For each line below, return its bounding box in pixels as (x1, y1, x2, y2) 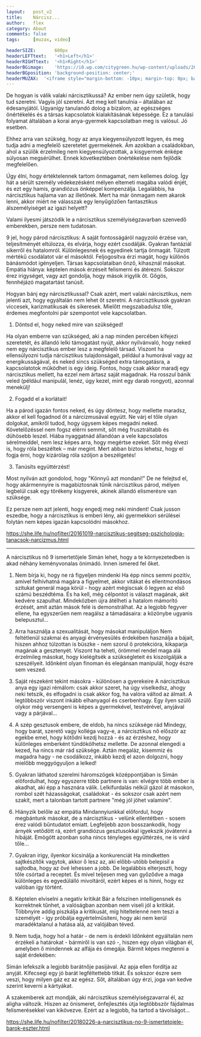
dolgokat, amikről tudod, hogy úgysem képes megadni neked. (6, 419, 159, 427)
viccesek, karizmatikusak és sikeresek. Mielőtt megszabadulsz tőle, (6, 303, 173, 310)
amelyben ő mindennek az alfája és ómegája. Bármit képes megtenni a (14, 945, 190, 952)
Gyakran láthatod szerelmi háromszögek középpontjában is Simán (14, 771, 178, 778)
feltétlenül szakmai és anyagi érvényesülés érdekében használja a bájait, (14, 634, 194, 642)
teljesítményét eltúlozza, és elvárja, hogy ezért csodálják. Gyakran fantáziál (6, 241, 191, 248)
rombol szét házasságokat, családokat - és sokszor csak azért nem (14, 790, 181, 798)
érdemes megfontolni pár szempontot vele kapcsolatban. (6, 310, 147, 317)
